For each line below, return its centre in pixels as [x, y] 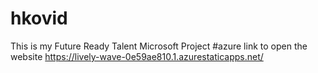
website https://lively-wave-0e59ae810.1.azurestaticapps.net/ [137, 56]
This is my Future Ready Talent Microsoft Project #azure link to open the [159, 46]
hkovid [39, 18]
